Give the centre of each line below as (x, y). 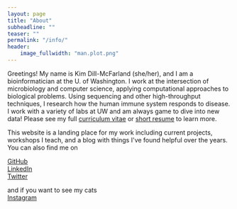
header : (19, 47)
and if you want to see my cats (52, 190)
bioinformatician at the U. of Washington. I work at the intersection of (108, 81)
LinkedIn (20, 169)
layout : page (27, 14)
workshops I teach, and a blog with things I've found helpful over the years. (118, 140)
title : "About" (30, 21)
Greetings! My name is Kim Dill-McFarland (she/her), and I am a (100, 73)
